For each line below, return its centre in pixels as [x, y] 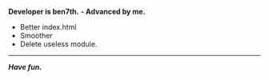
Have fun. [25, 67]
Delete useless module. [58, 44]
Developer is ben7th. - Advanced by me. [77, 12]
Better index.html [48, 27]
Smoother [36, 36]
